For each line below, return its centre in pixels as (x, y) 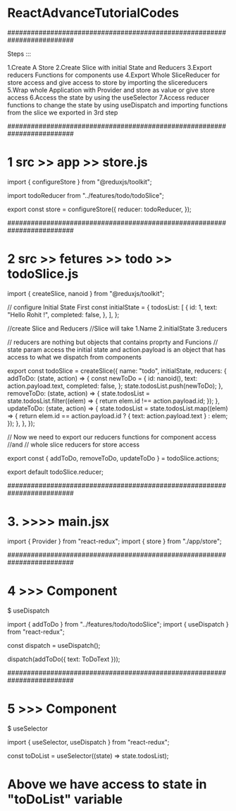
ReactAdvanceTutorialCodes (93, 13)
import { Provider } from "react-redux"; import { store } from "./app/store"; (114, 541)
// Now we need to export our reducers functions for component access (112, 437)
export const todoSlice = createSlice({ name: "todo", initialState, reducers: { (117, 371)
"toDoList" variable (65, 799)
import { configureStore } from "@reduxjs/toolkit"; (80, 182)
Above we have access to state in (107, 784)
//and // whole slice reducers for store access (73, 444)
